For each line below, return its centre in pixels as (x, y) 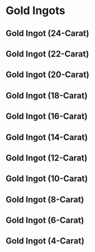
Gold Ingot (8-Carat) (45, 199)
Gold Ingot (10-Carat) (47, 179)
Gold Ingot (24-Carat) (47, 33)
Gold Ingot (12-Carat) (47, 157)
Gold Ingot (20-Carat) (47, 75)
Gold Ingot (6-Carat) (45, 220)
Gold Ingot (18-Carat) (47, 95)
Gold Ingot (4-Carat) (45, 241)
